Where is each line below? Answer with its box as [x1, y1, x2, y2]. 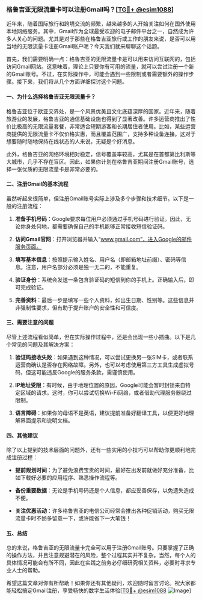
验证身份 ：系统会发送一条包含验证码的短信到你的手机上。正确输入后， [14, 276, 189, 283]
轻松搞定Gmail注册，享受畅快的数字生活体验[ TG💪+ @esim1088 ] [11, 587, 191, 594]
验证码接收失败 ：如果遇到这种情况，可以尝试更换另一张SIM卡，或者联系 [14, 353, 194, 360]
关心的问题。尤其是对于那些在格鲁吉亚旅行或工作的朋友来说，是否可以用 [16, 35, 196, 43]
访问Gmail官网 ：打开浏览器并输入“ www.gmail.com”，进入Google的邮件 [14, 235, 192, 243]
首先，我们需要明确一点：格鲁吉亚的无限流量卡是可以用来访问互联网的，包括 [6, 55, 196, 63]
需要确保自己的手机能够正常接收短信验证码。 [57, 223, 168, 230]
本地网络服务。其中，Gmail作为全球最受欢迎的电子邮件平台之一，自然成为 [6, 28, 189, 35]
